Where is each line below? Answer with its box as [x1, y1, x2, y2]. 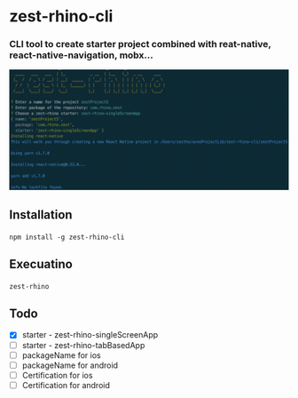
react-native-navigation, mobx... [9, 49, 153, 61]
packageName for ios [21, 349, 101, 361]
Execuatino [9, 257, 73, 272]
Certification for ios [21, 370, 93, 380]
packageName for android [21, 360, 118, 370]
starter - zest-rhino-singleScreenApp [21, 330, 159, 340]
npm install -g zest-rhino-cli [9, 233, 125, 242]
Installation [9, 207, 73, 223]
